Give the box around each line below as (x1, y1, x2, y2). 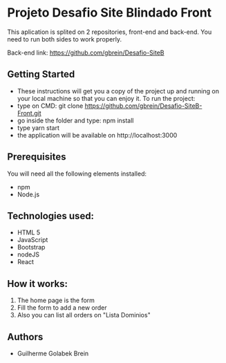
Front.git (17, 109, 41, 117)
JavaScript (17, 236, 48, 244)
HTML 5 (17, 228, 41, 236)
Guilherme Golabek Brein (17, 349, 89, 357)
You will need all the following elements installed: (7, 169, 147, 178)
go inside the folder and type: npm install (17, 116, 134, 124)
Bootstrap (17, 243, 46, 252)
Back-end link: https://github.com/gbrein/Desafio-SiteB (7, 48, 164, 57)
